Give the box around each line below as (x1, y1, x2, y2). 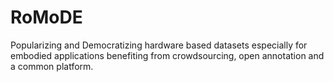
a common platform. (10, 60, 94, 72)
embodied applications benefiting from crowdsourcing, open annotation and (10, 49, 325, 61)
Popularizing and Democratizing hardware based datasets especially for (10, 39, 308, 51)
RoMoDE (10, 6, 83, 29)
